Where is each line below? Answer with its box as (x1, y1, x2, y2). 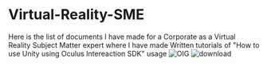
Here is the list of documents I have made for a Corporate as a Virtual (8, 32, 236, 41)
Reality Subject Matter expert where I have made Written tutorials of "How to (8, 40, 260, 49)
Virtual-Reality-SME (8, 6, 145, 24)
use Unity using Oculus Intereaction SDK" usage (8, 49, 167, 58)
